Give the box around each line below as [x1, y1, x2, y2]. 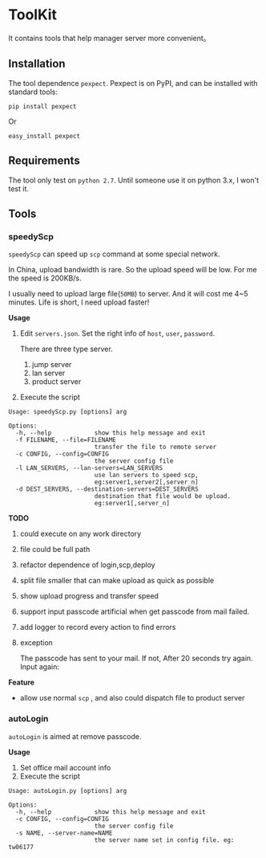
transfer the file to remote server [94, 443, 217, 451]
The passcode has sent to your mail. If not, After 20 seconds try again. [19, 653, 254, 664]
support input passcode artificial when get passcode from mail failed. [19, 607, 250, 616]
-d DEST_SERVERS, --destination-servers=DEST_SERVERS [15, 485, 199, 493]
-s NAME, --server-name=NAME [15, 829, 113, 837]
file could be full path [19, 545, 91, 554]
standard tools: [8, 87, 58, 96]
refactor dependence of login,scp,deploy [19, 560, 155, 570]
